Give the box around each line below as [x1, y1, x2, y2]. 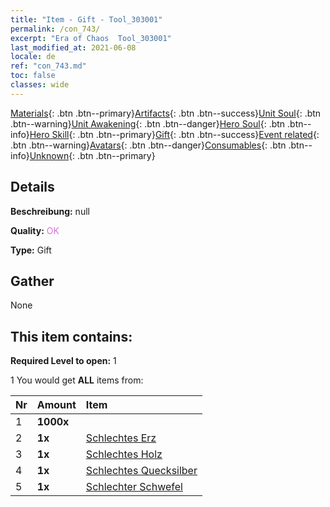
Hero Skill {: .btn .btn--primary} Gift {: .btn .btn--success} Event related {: [29, 128, 320, 140]
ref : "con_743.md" [10, 61, 87, 71]
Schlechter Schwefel [85, 480, 183, 494]
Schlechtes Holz [85, 447, 163, 461]
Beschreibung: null [10, 205, 90, 217]
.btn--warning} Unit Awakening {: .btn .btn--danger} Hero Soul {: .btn [10, 117, 286, 130]
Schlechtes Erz [85, 431, 157, 445]
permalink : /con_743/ [10, 24, 101, 34]
